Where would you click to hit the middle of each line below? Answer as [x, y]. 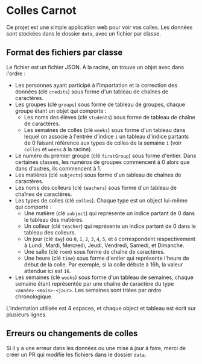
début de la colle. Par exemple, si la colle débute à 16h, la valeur [103, 264]
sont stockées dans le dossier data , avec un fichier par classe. [84, 33]
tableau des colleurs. [50, 232]
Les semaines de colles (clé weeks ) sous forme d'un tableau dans [105, 130]
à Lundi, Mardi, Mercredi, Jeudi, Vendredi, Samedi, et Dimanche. [104, 245]
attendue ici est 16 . [47, 271]
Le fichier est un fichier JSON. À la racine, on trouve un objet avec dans [95, 67]
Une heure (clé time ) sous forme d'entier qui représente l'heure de [106, 258]
